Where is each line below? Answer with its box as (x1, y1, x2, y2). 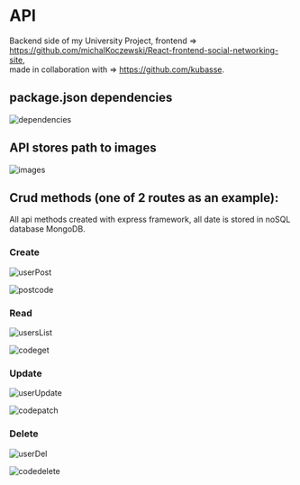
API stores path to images (9, 141, 157, 156)
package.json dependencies (9, 90, 173, 105)
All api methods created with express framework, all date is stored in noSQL (9, 214, 291, 225)
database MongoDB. (9, 224, 86, 234)
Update (9, 367, 42, 380)
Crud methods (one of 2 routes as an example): (9, 190, 279, 206)
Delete (9, 427, 39, 440)
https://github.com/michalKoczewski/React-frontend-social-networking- (9, 44, 279, 55)
